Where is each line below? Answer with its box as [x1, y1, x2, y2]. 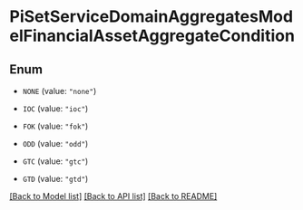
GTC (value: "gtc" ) [22, 156, 89, 167]
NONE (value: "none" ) [22, 86, 97, 96]
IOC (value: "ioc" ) [22, 103, 89, 114]
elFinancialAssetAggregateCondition [9, 25, 295, 46]
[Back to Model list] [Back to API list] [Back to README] [9, 191, 218, 201]
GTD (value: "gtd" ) [22, 174, 89, 184]
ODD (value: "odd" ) [22, 138, 89, 148]
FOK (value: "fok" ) [22, 120, 89, 131]
